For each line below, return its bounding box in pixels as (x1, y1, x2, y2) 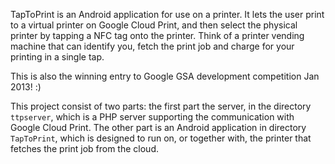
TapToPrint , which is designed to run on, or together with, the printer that (10, 132, 312, 144)
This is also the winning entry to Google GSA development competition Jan (10, 70, 320, 82)
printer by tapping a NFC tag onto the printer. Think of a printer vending (10, 30, 305, 41)
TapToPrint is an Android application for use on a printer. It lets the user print (10, 9, 325, 20)
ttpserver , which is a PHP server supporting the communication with (10, 111, 295, 123)
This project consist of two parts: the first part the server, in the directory (10, 100, 312, 112)
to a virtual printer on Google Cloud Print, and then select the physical (10, 19, 298, 31)
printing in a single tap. (10, 51, 105, 63)
